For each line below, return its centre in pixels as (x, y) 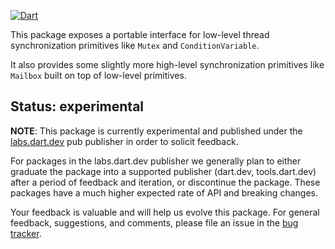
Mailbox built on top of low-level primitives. (98, 75)
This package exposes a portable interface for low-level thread (140, 34)
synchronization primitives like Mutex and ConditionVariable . (135, 45)
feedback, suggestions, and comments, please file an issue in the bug (154, 222)
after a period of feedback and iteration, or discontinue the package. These (165, 182)
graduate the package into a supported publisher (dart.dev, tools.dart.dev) (163, 171)
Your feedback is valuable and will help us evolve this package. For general (165, 212)
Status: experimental (77, 106)
